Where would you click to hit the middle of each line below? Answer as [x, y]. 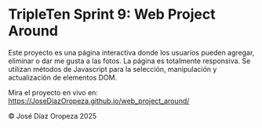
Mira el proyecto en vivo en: [53, 92]
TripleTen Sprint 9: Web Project [112, 14]
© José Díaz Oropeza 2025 [53, 116]
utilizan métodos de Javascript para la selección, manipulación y [113, 69]
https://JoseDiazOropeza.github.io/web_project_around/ [99, 101]
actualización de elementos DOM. [63, 77]
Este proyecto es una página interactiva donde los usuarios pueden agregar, [131, 52]
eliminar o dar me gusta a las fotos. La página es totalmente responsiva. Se [129, 61]
